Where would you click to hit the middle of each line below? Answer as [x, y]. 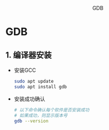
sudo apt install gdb [40, 86]
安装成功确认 [29, 99]
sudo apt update [34, 81]
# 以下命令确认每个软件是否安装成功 [52, 110]
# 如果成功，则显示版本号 [41, 115]
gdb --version [31, 121]
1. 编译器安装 [29, 55]
